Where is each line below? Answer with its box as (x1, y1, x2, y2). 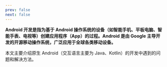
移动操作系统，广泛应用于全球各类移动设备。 (22, 39, 116, 45)
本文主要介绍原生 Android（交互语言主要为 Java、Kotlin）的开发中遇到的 (5, 50, 156, 56)
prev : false (5, 7, 30, 13)
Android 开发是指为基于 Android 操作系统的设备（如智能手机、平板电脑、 (5, 26, 158, 33)
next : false (5, 12, 30, 17)
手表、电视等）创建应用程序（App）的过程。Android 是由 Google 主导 (9, 33, 156, 39)
